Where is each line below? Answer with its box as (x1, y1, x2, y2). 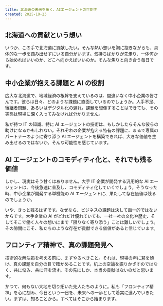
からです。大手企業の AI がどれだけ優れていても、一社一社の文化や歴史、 (5, 213, 151, 219)
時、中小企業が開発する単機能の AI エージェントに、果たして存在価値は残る (5, 190, 157, 196)
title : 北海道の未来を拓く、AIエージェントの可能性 (5, 7, 97, 12)
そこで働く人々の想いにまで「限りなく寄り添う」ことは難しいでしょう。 (13, 219, 158, 225)
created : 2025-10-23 (5, 12, 47, 17)
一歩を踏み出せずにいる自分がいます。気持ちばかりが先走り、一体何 (18, 51, 154, 57)
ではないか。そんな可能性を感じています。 (26, 140, 111, 145)
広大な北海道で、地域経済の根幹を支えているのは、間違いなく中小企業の (5, 93, 150, 99)
